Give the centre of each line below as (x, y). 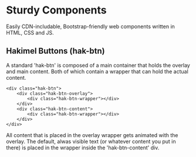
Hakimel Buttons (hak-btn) (55, 51)
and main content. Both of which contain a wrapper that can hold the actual (97, 71)
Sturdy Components (56, 10)
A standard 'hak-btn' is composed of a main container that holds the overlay (98, 65)
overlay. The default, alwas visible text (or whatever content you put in (91, 141)
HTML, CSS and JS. (30, 32)
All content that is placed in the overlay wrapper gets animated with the (92, 135)
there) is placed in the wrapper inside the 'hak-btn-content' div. (83, 148)
